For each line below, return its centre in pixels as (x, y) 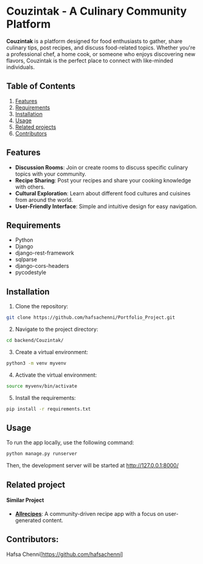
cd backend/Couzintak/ (35, 341)
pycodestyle (31, 272)
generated (28, 520)
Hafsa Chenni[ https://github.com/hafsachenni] (65, 554)
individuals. (21, 67)
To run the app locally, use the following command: (70, 443)
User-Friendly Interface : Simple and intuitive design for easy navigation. (106, 206)
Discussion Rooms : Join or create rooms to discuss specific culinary (101, 167)
